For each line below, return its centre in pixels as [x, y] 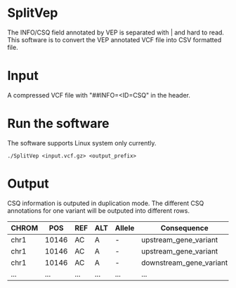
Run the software [59, 124]
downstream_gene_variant [185, 263]
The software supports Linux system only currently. [82, 143]
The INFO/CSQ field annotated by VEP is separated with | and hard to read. [116, 32]
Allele [125, 228]
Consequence [184, 228]
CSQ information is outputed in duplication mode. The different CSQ [106, 203]
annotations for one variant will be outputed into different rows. [98, 210]
